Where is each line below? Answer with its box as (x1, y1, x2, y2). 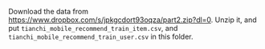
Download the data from (8, 7, 88, 16)
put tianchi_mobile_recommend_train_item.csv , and (8, 24, 178, 32)
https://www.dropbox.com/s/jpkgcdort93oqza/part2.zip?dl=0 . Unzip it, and (8, 15, 257, 24)
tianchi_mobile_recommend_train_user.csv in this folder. (8, 32, 194, 41)
